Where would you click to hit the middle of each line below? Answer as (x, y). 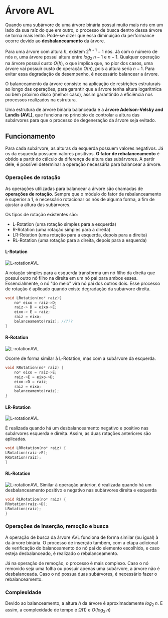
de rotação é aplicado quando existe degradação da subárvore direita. (78, 289)
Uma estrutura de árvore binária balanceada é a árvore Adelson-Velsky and (84, 110)
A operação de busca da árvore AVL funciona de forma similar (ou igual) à (82, 537)
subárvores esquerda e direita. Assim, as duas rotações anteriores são (78, 434)
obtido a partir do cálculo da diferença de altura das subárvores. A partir (80, 159)
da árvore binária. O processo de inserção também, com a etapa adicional (82, 542)
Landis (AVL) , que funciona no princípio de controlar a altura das (72, 115)
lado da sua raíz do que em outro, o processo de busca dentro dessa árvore (84, 30)
